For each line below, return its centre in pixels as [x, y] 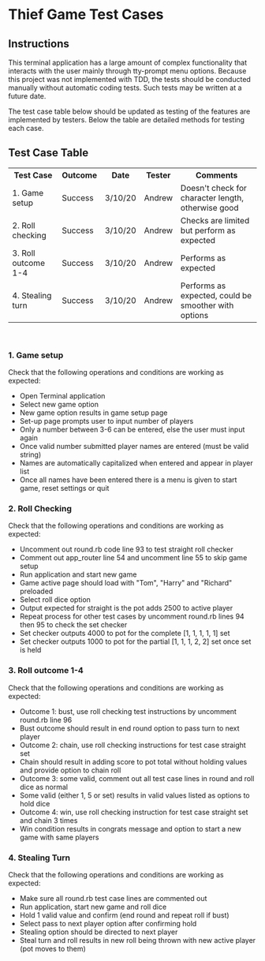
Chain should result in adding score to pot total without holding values [133, 761]
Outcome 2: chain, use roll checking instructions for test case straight [132, 745]
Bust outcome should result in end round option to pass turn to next [129, 728]
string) [30, 454]
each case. [26, 128]
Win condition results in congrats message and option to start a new [131, 828]
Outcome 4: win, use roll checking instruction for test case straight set [134, 812]
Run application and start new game [78, 574]
